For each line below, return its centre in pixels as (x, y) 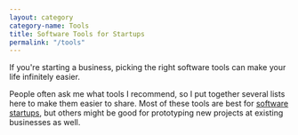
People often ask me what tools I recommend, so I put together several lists (147, 94)
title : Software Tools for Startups (77, 34)
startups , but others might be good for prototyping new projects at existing (146, 113)
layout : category (41, 17)
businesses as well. (45, 123)
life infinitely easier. (44, 77)
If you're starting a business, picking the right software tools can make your (148, 67)
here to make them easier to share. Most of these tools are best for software (149, 104)
